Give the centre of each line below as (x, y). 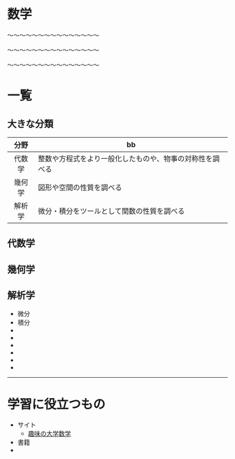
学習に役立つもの (57, 404)
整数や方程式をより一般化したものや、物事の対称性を (126, 158)
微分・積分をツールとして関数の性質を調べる (112, 211)
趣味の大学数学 (49, 434)
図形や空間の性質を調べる (80, 188)
